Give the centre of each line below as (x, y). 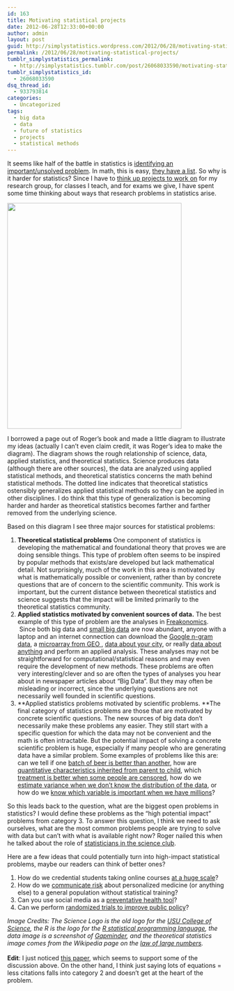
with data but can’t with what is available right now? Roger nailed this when (115, 836)
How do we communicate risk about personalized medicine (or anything (120, 885)
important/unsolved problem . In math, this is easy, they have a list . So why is (117, 171)
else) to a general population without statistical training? (97, 892)
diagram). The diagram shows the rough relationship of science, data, (107, 454)
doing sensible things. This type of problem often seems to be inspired (119, 555)
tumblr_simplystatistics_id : (49, 72)
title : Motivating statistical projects (67, 20)
